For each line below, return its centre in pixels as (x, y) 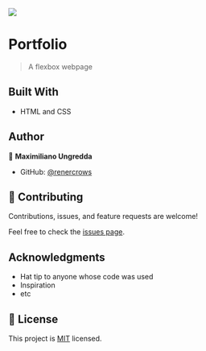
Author (26, 137)
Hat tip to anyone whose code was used (87, 277)
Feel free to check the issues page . (66, 232)
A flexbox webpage (60, 66)
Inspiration (37, 285)
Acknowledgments (57, 257)
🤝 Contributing (46, 197)
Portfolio (38, 45)
